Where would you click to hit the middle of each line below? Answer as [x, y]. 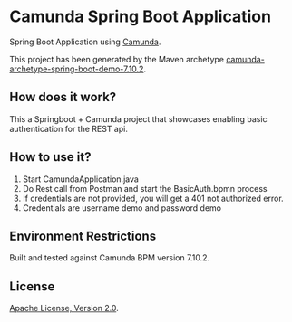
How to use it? [50, 157]
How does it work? [63, 97]
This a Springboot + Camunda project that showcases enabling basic [138, 118]
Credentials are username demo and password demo [122, 208]
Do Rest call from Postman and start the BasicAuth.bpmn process [145, 188]
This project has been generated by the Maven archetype [117, 59]
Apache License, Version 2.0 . [64, 308]
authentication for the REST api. [69, 128]
